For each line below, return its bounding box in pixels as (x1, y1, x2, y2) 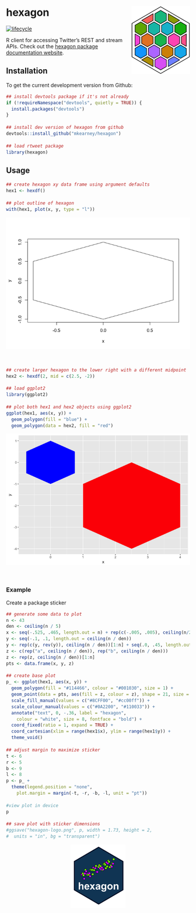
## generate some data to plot (6, 611, 82, 617)
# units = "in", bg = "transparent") (6, 833, 100, 840)
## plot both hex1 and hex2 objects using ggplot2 (6, 404, 132, 410)
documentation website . (6, 49, 64, 56)
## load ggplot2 (6, 385, 45, 392)
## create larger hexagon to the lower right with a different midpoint (6, 367, 187, 373)
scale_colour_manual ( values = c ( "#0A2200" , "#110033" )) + (11, 703, 156, 710)
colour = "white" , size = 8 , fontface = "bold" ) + (16, 716, 142, 722)
